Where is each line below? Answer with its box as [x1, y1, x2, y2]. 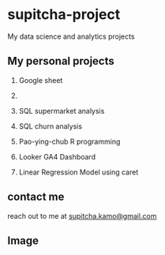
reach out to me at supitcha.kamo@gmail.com [7, 211, 157, 220]
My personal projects [7, 54, 115, 68]
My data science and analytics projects [7, 32, 135, 41]
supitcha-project [7, 6, 121, 24]
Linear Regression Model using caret [18, 167, 139, 177]
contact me [7, 190, 65, 204]
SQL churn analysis [18, 121, 83, 131]
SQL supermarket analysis [18, 106, 105, 115]
